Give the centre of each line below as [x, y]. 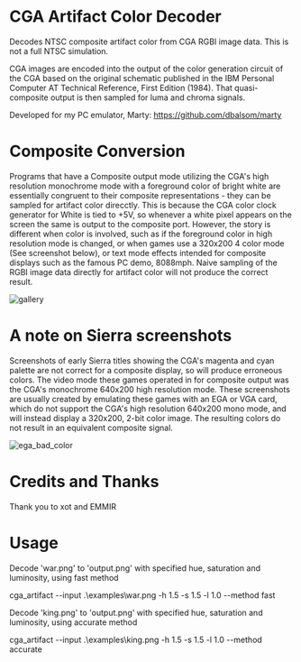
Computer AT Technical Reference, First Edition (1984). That [121, 87]
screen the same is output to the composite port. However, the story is [140, 224]
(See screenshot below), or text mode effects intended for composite [138, 253]
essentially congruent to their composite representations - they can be [141, 195]
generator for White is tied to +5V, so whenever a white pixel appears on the [151, 215]
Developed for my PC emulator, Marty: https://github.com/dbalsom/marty [146, 115]
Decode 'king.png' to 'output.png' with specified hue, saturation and [136, 612]
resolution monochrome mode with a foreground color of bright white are [145, 186]
